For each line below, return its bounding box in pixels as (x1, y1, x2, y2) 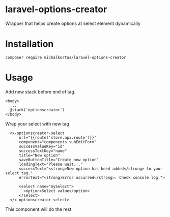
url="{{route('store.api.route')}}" (18, 135, 97, 140)
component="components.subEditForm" (18, 139, 97, 144)
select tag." (5, 170, 33, 176)
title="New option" (18, 152, 60, 158)
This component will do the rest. (5, 206, 73, 212)
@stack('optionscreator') (10, 107, 65, 112)
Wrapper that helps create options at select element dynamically (5, 20, 141, 26)
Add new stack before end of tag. (5, 88, 76, 95)
